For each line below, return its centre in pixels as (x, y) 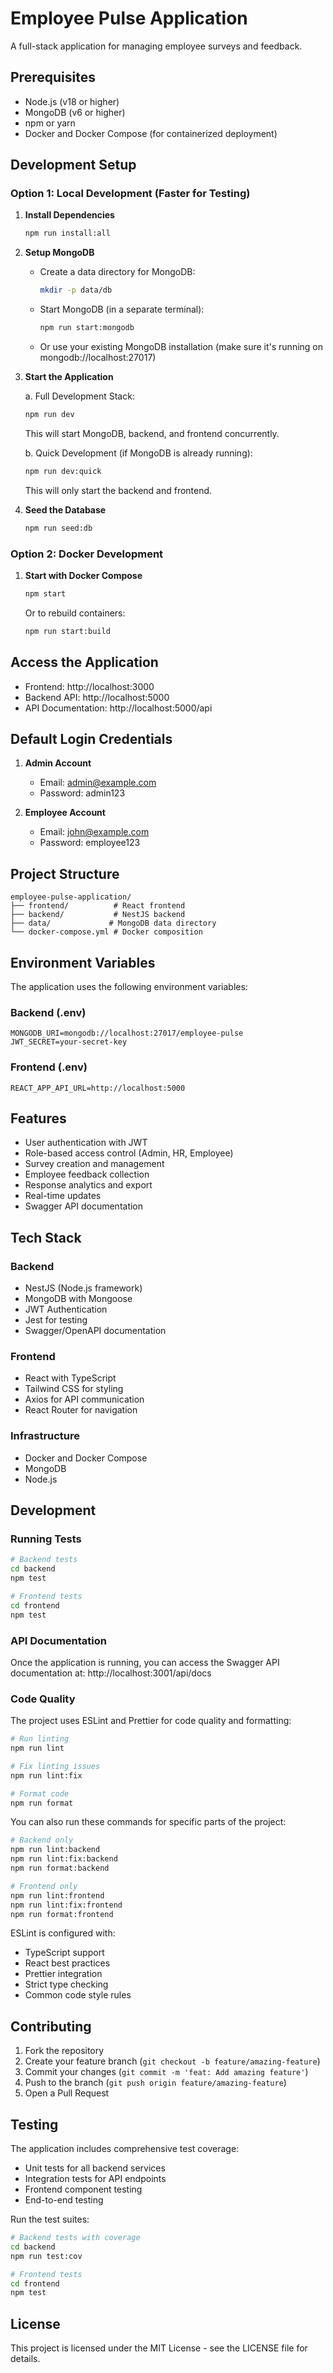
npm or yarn (50, 123)
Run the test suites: (50, 2219)
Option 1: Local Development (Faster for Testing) (130, 194)
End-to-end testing (64, 2200)
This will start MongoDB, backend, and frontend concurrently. (152, 433)
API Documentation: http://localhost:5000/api (118, 708)
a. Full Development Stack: (79, 396)
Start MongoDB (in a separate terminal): (122, 309)
